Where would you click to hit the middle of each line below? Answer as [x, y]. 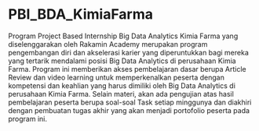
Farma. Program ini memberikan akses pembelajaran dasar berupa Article [127, 69]
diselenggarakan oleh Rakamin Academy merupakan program [108, 44]
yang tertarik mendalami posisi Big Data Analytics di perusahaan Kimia [122, 61]
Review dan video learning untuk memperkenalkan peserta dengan [117, 77]
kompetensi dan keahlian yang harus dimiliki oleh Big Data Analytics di [122, 85]
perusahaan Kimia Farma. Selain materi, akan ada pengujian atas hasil [121, 94]
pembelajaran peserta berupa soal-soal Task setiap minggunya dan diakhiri [130, 102]
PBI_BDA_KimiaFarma [81, 14]
